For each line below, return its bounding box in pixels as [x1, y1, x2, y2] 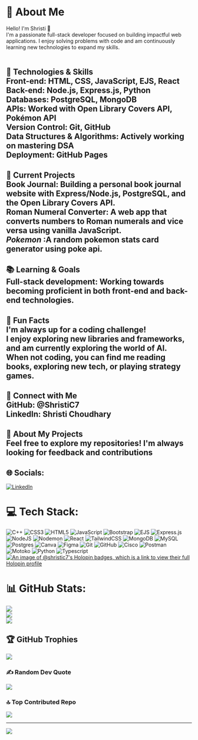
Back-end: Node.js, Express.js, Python [6, 86, 151, 96]
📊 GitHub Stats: [6, 582, 87, 595]
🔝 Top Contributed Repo [6, 698, 77, 706]
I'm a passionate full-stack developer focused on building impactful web [6, 31, 181, 38]
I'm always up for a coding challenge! [6, 325, 146, 335]
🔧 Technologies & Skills [6, 67, 93, 77]
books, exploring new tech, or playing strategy [6, 361, 181, 371]
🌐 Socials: [6, 467, 45, 477]
